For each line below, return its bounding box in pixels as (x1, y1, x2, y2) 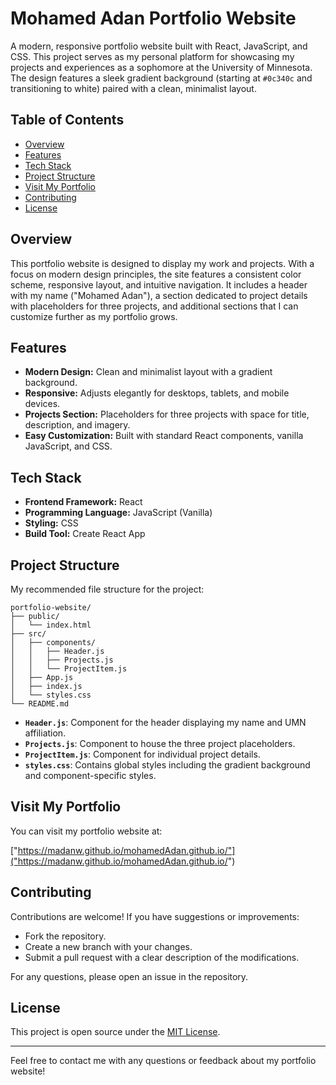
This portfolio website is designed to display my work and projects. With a (10, 257, 315, 269)
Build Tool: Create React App (24, 528, 146, 540)
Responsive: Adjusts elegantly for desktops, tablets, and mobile (24, 387, 290, 399)
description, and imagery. (24, 419, 131, 431)
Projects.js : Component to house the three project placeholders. (24, 738, 296, 749)
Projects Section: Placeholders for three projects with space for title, (24, 408, 310, 421)
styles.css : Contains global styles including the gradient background (24, 759, 311, 771)
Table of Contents (10, 112, 125, 129)
